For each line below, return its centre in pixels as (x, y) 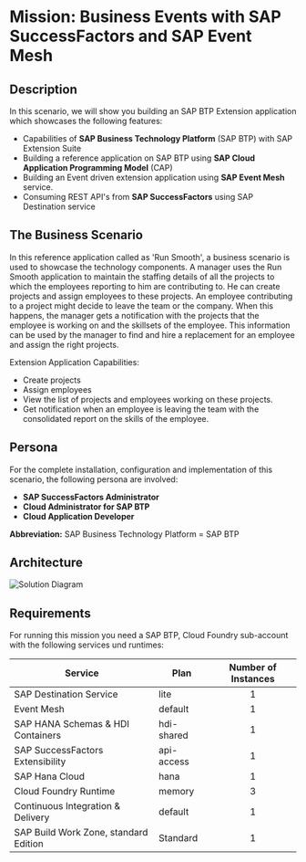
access (174, 762)
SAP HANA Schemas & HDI (72, 724)
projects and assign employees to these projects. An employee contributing (151, 296)
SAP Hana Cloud (49, 776)
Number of (253, 668)
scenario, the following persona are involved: (94, 479)
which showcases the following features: (86, 121)
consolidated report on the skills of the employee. (116, 418)
